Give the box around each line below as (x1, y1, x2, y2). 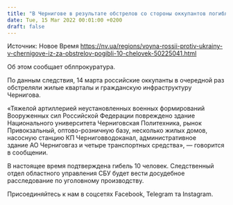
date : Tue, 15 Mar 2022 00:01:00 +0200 (7, 17, 123, 24)
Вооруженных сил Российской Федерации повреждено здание (7, 112, 196, 120)
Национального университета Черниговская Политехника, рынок (7, 119, 202, 127)
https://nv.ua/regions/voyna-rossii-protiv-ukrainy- (80, 42, 223, 51)
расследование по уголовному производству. (7, 177, 144, 185)
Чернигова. (7, 91, 42, 99)
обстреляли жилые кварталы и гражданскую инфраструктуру (7, 84, 192, 92)
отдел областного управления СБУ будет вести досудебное (7, 169, 185, 177)
